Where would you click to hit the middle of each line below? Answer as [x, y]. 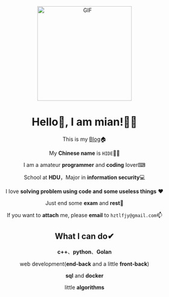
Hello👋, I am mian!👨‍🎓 [84, 122]
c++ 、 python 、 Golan [84, 252]
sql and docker [84, 275]
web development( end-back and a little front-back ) [84, 264]
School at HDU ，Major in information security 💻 [84, 177]
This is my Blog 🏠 [84, 139]
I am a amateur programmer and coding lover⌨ [84, 165]
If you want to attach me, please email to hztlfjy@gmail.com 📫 [84, 215]
